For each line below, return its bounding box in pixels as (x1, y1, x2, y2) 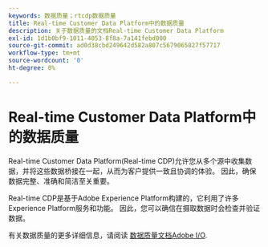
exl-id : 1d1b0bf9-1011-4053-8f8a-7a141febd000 (8, 34, 167, 43)
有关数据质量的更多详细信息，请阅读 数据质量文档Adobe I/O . (8, 230, 208, 240)
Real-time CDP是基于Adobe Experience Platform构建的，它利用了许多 (8, 193, 239, 203)
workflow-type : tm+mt (8, 49, 81, 57)
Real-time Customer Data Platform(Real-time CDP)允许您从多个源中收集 (8, 156, 246, 165)
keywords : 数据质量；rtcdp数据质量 (8, 11, 116, 20)
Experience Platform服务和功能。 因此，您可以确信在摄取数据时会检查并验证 (8, 203, 261, 213)
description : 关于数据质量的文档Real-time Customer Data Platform (8, 26, 225, 34)
